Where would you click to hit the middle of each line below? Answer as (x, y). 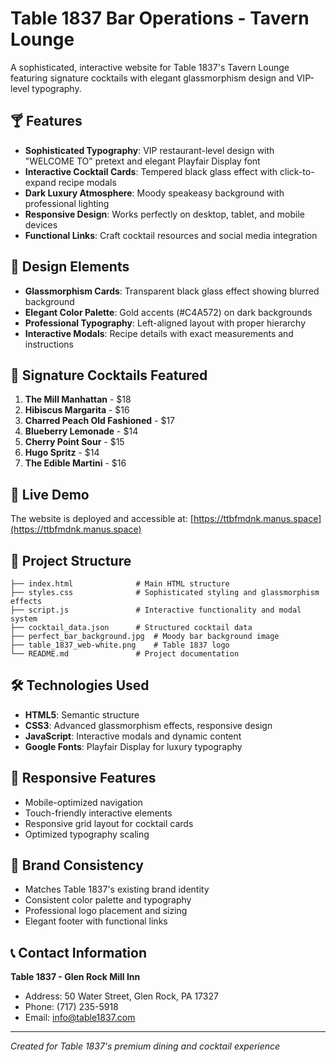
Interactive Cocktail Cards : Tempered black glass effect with (151, 171)
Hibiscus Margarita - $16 (77, 410)
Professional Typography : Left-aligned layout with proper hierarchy (165, 323)
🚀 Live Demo (50, 494)
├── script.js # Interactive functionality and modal (156, 610)
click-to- (297, 171)
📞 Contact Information (78, 952)
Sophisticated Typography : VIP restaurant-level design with (149, 150)
